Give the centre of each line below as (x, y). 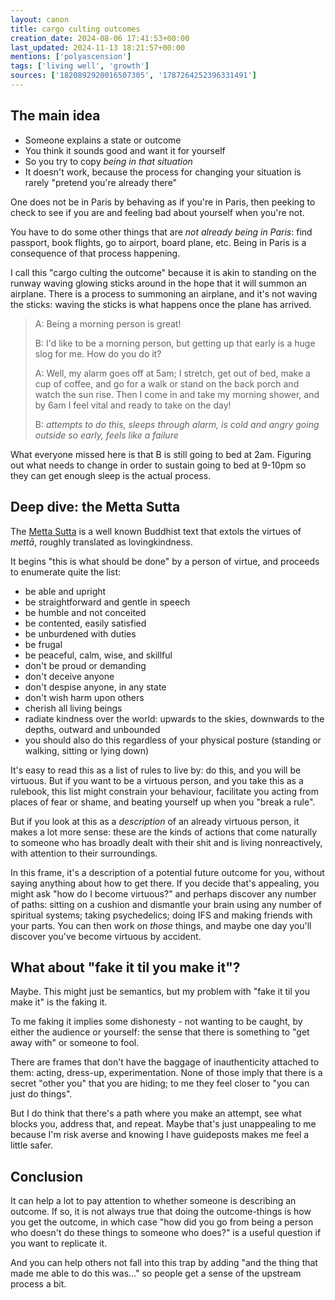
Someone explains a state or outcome (103, 140)
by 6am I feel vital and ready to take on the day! (133, 405)
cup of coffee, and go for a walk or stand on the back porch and (167, 383)
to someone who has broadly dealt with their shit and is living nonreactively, (166, 842)
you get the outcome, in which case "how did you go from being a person (162, 1222)
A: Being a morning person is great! (108, 323)
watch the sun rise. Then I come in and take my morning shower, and (177, 394)
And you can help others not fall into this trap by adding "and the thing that (164, 1263)
